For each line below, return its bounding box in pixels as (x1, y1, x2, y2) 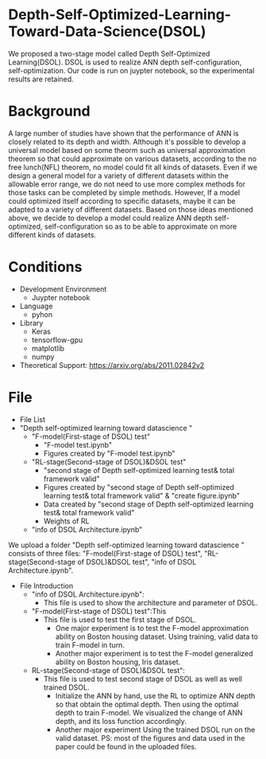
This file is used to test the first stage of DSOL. (43, 615, 197, 624)
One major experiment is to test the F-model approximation (55, 623, 249, 632)
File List (19, 414, 46, 424)
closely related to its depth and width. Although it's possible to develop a (8, 137, 246, 147)
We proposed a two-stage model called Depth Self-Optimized (8, 49, 210, 58)
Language (19, 301, 53, 311)
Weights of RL (43, 516, 90, 526)
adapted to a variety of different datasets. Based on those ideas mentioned (8, 205, 254, 214)
